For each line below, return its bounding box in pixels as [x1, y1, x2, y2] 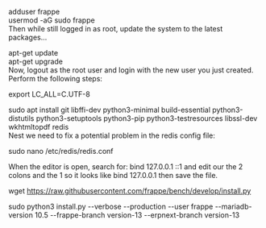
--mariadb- [214, 201, 252, 211]
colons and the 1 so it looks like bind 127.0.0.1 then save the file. [8, 171, 218, 180]
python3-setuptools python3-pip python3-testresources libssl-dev [35, 114, 258, 123]
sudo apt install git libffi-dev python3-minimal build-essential [8, 105, 211, 114]
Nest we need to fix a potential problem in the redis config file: [8, 131, 216, 140]
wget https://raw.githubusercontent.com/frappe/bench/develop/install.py [8, 186, 251, 196]
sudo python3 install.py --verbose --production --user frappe [8, 201, 214, 211]
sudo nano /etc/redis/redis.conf [8, 147, 114, 155]
